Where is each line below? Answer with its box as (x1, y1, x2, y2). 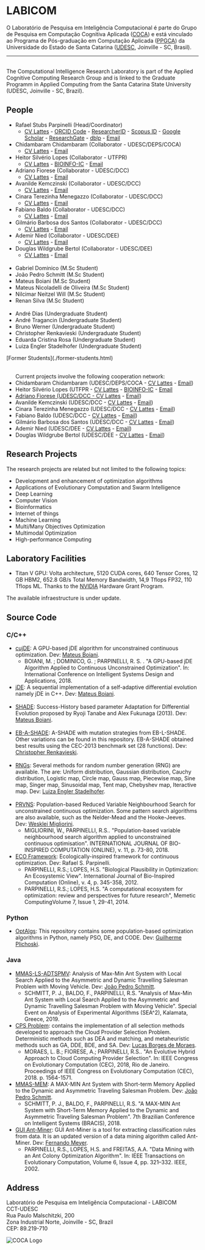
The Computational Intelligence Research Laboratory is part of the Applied (6, 67, 193, 75)
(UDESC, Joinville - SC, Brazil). (6, 87, 84, 94)
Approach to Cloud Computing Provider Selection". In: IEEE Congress (24, 1054, 198, 1061)
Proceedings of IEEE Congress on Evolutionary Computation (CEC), (24, 1067, 194, 1075)
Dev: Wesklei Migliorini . (15, 820, 74, 827)
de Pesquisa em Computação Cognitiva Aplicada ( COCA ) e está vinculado (6, 30, 193, 37)
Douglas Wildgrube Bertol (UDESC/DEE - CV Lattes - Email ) (15, 431, 165, 439)
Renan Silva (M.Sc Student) (15, 296, 84, 304)
